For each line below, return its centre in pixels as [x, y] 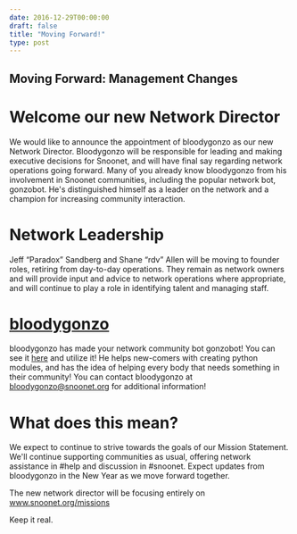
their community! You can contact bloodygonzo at [101, 377]
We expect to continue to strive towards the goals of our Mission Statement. [149, 447]
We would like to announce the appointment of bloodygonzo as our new [141, 142]
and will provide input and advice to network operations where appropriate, [148, 279]
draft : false [33, 26]
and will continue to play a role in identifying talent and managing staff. [139, 288]
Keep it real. [31, 520]
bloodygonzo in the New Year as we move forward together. [120, 476]
